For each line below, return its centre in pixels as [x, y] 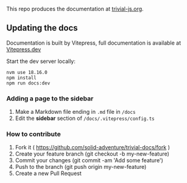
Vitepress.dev [24, 49]
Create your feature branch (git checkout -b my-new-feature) [92, 154]
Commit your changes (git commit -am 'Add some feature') [89, 160]
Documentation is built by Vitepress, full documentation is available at [94, 43]
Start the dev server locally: [41, 61]
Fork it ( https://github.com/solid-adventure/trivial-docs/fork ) [93, 148]
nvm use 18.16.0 [27, 72]
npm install [21, 78]
